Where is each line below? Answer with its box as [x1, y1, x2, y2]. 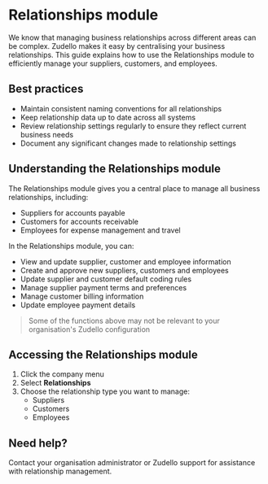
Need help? [8, 436, 68, 450]
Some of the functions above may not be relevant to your [28, 316, 220, 325]
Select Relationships [20, 378, 91, 388]
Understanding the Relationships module [8, 162, 222, 176]
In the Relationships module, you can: [8, 241, 134, 251]
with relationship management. [8, 466, 112, 477]
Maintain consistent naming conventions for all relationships [20, 103, 222, 113]
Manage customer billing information [20, 291, 144, 301]
